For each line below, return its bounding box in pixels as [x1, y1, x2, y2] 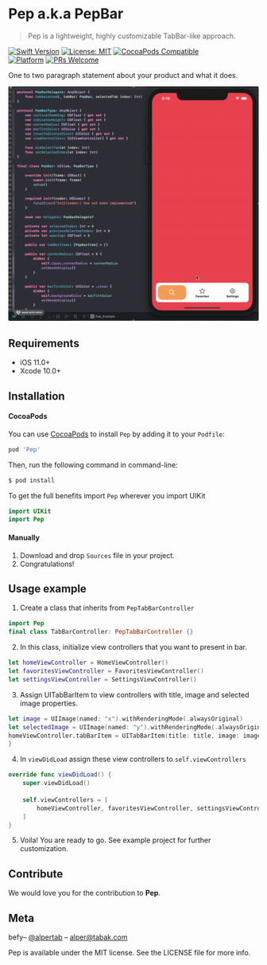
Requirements [8, 336, 79, 350]
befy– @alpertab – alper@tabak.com [8, 932, 128, 942]
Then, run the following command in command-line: [8, 459, 178, 470]
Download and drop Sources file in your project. [19, 550, 175, 560]
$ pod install [8, 476, 56, 484]
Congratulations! [19, 559, 75, 568]
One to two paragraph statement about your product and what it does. [8, 70, 238, 80]
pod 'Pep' [8, 445, 41, 454]
